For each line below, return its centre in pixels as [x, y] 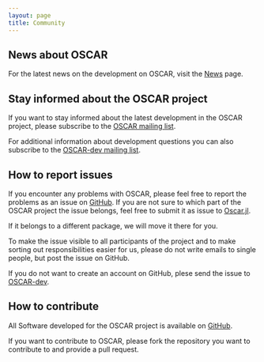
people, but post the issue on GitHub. [69, 258]
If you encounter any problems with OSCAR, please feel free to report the [128, 194]
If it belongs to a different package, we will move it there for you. [113, 225]
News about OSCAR [58, 55]
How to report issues [60, 175]
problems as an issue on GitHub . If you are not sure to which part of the [125, 202]
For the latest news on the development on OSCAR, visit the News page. [126, 74]
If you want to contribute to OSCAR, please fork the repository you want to [129, 341]
